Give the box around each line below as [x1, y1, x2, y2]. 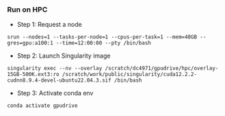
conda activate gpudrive [7, 102, 78, 109]
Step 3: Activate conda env [16, 89, 94, 97]
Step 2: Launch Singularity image [16, 51, 111, 60]
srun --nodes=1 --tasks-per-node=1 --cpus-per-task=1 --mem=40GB [7, 34, 197, 40]
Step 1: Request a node [16, 21, 82, 29]
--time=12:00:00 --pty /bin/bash [55, 40, 152, 47]
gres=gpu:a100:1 [7, 40, 53, 47]
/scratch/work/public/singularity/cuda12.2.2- [62, 71, 197, 78]
